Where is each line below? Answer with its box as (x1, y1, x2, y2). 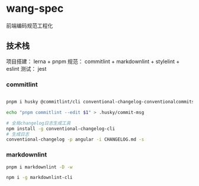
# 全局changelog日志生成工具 (6, 120, 71, 126)
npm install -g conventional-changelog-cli (6, 126, 115, 132)
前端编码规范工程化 (6, 22, 53, 29)
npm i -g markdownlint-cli (6, 175, 73, 181)
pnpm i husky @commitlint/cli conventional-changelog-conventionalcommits (6, 99, 195, 105)
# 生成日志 (6, 131, 30, 137)
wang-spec (6, 2, 64, 15)
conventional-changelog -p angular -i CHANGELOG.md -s (6, 136, 145, 143)
